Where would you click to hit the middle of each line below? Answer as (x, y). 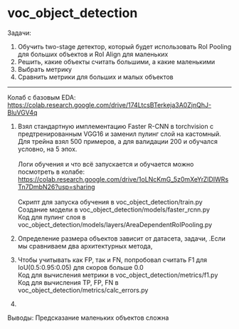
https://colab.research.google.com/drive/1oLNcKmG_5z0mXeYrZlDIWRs (123, 179)
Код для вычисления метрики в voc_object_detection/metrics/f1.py (118, 275)
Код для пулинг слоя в (52, 217)
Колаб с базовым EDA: (42, 97)
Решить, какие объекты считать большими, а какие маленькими (116, 61)
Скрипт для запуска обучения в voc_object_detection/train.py (110, 202)
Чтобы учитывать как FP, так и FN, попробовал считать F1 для (112, 260)
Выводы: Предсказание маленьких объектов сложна (88, 318)
